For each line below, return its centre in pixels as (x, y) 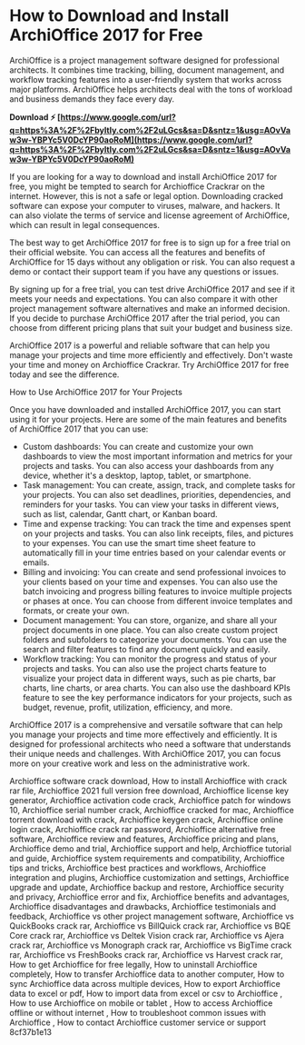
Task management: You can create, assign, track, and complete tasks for (159, 485)
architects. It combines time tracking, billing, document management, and (147, 70)
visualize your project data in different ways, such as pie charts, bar (149, 678)
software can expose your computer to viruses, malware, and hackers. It (145, 205)
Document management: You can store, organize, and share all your (150, 620)
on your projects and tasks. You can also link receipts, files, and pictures (158, 533)
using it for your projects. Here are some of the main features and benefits (148, 419)
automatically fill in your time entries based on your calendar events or (154, 552)
